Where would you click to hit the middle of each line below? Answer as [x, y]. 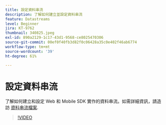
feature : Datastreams [28, 19]
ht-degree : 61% [21, 56]
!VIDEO [25, 118]
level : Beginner [22, 24]
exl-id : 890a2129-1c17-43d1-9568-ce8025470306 [54, 38]
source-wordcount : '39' [30, 51]
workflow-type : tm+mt [28, 47]
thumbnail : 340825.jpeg [30, 33]
